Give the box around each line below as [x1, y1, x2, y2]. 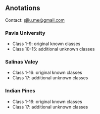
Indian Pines [5, 87, 36, 94]
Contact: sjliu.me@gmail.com [5, 17, 65, 23]
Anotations [5, 4, 41, 12]
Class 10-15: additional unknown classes [12, 46, 95, 52]
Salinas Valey [5, 58, 39, 65]
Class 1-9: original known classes [12, 41, 81, 47]
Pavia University [5, 29, 46, 36]
